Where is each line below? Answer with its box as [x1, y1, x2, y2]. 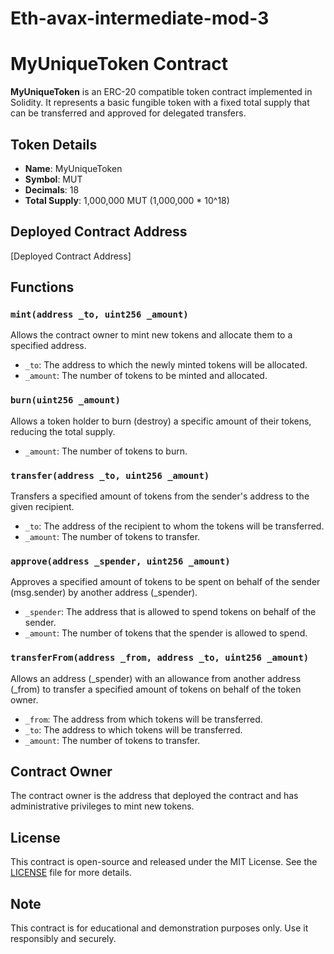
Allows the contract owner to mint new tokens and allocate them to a [10, 329, 293, 341]
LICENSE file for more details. [10, 867, 132, 879]
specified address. [10, 340, 87, 352]
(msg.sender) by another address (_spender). [10, 587, 198, 599]
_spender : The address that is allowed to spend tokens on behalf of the [24, 606, 317, 618]
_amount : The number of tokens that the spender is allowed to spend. [24, 627, 308, 639]
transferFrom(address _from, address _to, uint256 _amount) [10, 652, 310, 664]
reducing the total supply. [10, 425, 116, 437]
